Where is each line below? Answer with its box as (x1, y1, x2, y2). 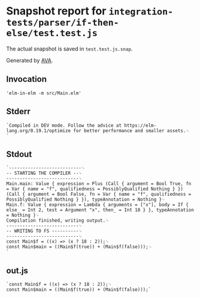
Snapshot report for (6, 4, 107, 18)
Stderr (6, 106, 31, 117)
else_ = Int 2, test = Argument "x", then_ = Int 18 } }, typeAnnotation (6, 207, 195, 213)
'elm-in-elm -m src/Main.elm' (6, 90, 82, 96)
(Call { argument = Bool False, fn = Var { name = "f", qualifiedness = (6, 191, 192, 198)
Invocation (6, 74, 47, 85)
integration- (108, 6, 174, 17)
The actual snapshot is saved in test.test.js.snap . (6, 45, 133, 52)
